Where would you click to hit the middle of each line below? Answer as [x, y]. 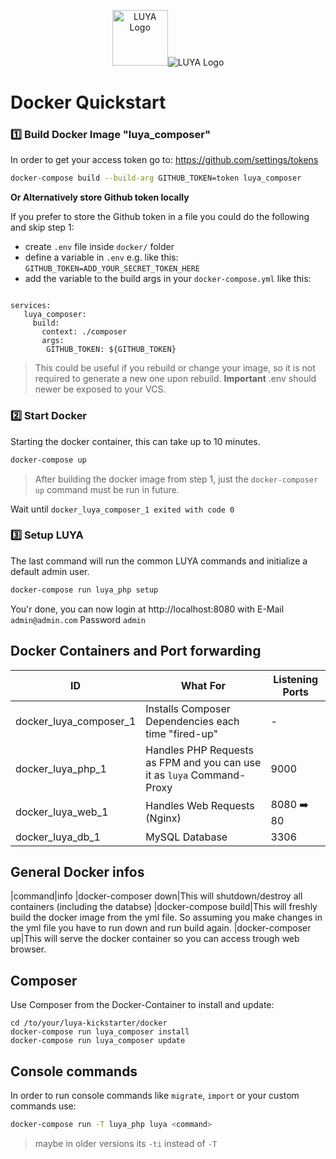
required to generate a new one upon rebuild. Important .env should [175, 379]
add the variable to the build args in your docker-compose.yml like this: [168, 279]
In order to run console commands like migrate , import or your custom [155, 1095]
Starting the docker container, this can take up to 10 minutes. [135, 441]
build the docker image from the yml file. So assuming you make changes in [166, 917]
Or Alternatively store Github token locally [100, 197]
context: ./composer [84, 332]
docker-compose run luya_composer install [100, 1032]
